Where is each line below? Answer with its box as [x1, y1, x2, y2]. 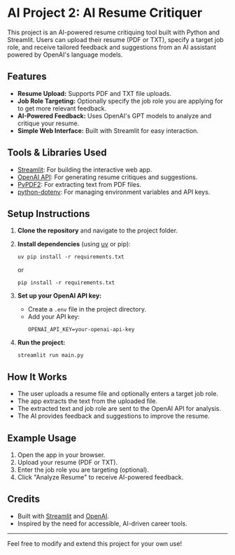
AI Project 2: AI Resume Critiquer [7, 5, 203, 21]
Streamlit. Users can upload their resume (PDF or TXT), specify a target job [7, 35, 224, 43]
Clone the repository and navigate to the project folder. [17, 226, 178, 235]
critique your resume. [17, 119, 80, 127]
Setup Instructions [7, 208, 90, 220]
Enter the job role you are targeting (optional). [17, 465, 149, 474]
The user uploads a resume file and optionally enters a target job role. [17, 390, 219, 398]
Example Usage [7, 432, 77, 444]
